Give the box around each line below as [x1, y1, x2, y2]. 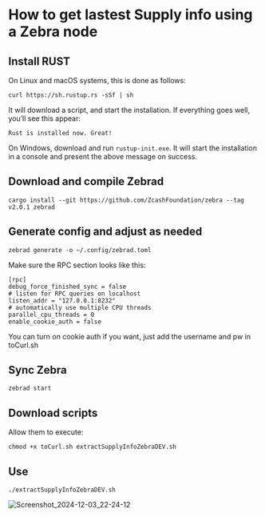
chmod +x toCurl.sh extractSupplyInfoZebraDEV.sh [8, 443, 177, 451]
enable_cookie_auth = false [8, 318, 102, 326]
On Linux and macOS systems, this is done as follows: [8, 76, 186, 85]
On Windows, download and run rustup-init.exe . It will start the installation [8, 143, 258, 153]
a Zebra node [8, 22, 98, 41]
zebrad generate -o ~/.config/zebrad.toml [8, 246, 152, 254]
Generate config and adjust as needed [8, 225, 203, 238]
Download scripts [8, 406, 98, 419]
